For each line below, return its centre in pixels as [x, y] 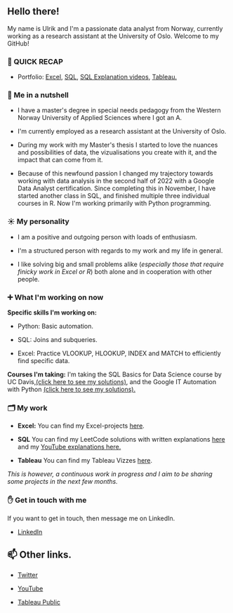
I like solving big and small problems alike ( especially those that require [121, 264]
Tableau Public [39, 602]
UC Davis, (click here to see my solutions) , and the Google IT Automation [112, 382]
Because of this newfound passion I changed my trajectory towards [115, 173]
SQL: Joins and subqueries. [58, 340]
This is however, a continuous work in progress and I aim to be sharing [110, 474]
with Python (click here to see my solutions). [71, 389]
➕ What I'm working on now [55, 297]
